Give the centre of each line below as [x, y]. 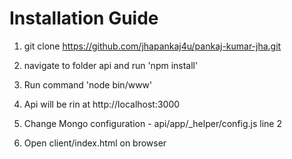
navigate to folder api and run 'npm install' [111, 65]
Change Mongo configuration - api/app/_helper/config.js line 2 [152, 123]
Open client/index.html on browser [95, 143]
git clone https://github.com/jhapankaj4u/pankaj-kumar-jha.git [152, 46]
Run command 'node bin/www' [88, 84]
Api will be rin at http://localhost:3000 [102, 104]
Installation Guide [84, 18]
